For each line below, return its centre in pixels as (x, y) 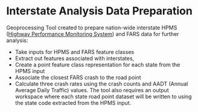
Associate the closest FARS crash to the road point (78, 77)
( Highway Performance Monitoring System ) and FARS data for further (93, 34)
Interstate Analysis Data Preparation (100, 11)
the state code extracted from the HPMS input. (73, 102)
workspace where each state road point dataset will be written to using (103, 96)
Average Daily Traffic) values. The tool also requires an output (92, 90)
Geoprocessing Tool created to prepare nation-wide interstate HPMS (92, 28)
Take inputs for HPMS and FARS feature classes (75, 52)
